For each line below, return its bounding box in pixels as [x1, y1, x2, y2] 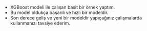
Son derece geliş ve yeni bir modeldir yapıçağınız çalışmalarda [10, 15, 142, 20]
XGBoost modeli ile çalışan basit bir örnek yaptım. [10, 4, 115, 10]
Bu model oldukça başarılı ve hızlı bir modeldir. [10, 9, 109, 15]
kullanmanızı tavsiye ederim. [10, 20, 71, 26]
